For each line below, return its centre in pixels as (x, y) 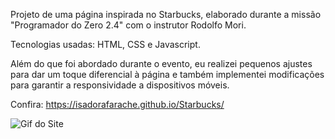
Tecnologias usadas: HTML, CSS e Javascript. (105, 44)
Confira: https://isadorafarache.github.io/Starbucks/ (117, 104)
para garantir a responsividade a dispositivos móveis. (120, 85)
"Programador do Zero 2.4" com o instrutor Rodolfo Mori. (128, 25)
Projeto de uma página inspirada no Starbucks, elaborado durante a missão (166, 14)
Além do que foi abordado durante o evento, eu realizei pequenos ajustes (161, 63)
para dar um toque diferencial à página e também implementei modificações (167, 74)
